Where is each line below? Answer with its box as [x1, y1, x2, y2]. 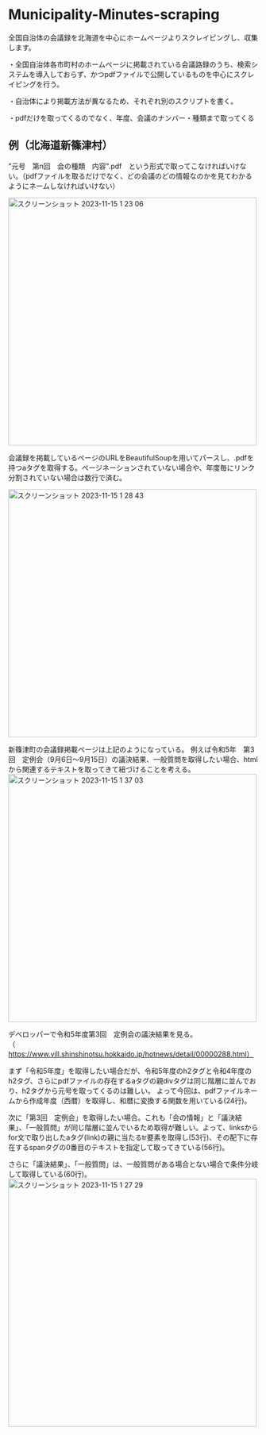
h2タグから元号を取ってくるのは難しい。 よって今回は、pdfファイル [21, 1086, 244, 1095]
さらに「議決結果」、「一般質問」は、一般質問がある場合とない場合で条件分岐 [8, 1159, 259, 1168]
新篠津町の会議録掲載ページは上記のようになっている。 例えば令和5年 [8, 744, 237, 754]
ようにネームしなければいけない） [8, 181, 120, 190]
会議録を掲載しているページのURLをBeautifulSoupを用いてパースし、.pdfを [8, 452, 254, 462]
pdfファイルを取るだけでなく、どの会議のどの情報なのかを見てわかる [25, 171, 253, 180]
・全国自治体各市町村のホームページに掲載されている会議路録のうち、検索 [8, 60, 252, 69]
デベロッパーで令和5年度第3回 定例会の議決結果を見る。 [8, 1029, 198, 1039]
